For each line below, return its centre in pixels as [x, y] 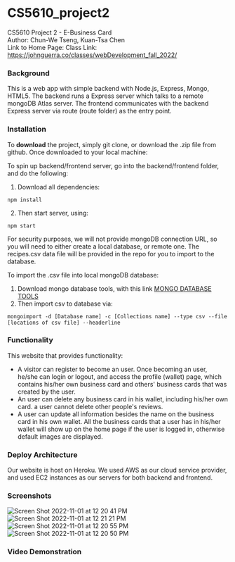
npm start [22, 226]
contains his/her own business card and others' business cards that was [122, 384]
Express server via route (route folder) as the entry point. [89, 111]
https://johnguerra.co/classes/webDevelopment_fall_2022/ [92, 55]
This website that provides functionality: [65, 355]
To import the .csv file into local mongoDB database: [83, 275]
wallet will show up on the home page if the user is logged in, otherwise [121, 429]
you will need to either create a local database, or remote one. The [103, 246]
